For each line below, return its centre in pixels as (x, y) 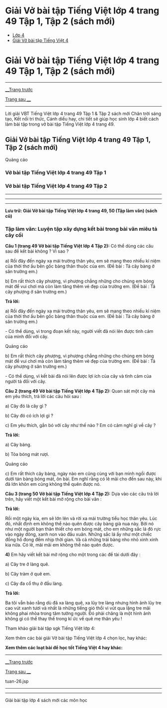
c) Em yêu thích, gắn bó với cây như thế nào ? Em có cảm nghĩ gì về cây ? (81, 425)
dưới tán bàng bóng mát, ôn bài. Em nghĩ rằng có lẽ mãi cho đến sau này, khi (83, 479)
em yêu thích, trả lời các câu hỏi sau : (43, 397)
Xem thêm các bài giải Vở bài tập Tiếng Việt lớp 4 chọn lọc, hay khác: (76, 638)
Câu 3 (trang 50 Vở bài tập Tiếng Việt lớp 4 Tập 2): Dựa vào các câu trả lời (82, 494)
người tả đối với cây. (26, 382)
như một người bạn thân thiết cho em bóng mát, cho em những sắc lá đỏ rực (83, 529)
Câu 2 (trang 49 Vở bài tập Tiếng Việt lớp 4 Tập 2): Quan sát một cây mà (80, 391)
